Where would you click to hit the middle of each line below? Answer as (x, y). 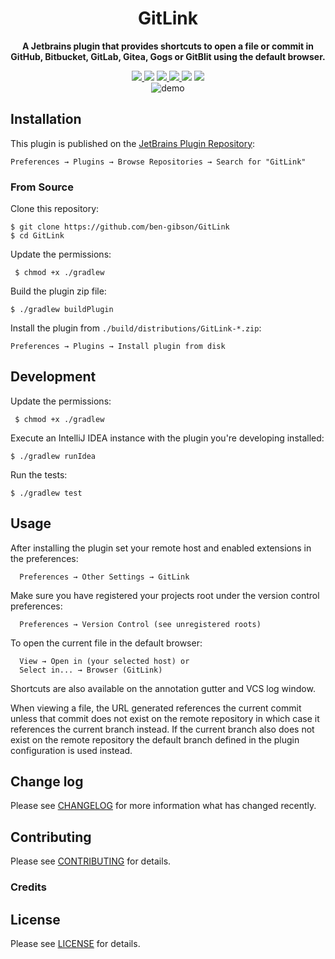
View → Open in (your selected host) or (104, 661)
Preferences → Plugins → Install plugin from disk (118, 347)
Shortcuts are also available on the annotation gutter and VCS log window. (163, 688)
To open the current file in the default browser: (106, 643)
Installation (46, 119)
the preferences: (44, 558)
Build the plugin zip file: (58, 291)
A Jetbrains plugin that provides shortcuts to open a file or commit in (168, 46)
